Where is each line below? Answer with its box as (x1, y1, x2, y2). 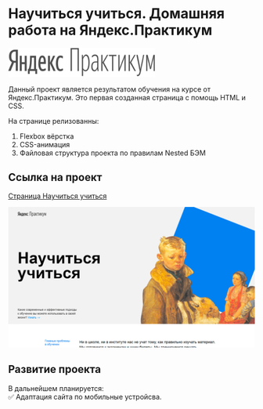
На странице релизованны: (8, 116, 99, 125)
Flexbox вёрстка (19, 131, 74, 141)
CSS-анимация (19, 139, 70, 149)
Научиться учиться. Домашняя (8, 5, 225, 23)
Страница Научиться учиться (8, 191, 107, 201)
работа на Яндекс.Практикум (8, 21, 213, 39)
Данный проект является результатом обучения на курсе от (8, 84, 211, 94)
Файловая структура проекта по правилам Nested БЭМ (19, 148, 206, 157)
